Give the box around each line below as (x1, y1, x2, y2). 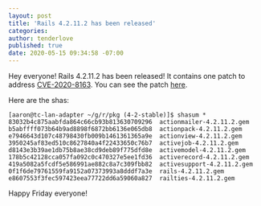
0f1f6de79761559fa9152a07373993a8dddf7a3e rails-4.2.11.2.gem (8, 167, 225, 175)
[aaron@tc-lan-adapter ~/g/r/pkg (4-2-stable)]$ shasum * (8, 111, 206, 119)
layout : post (8, 11, 52, 20)
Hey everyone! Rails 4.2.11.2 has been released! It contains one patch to (8, 72, 246, 80)
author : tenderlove (8, 34, 74, 43)
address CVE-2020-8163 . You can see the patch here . (8, 80, 188, 89)
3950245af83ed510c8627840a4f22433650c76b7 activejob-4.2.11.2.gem (8, 139, 239, 147)
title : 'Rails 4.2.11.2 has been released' (8, 19, 157, 27)
